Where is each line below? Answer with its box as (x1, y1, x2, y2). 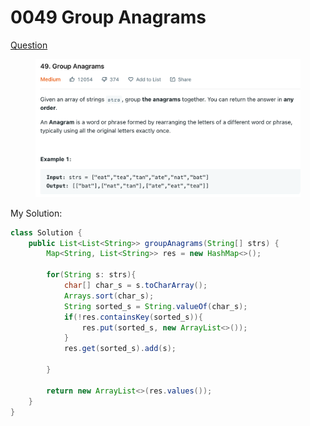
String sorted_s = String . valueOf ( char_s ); (63, 301, 248, 311)
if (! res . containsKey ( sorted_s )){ (63, 312, 203, 322)
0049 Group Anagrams (10, 6, 207, 29)
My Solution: (10, 207, 63, 219)
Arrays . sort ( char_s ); (63, 291, 155, 301)
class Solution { (10, 227, 83, 238)
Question (10, 39, 48, 51)
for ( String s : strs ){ (46, 270, 137, 280)
